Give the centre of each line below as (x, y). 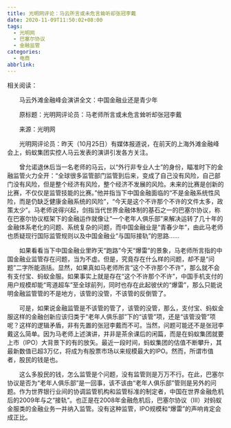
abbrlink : (21, 65)
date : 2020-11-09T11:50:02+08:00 (55, 20)
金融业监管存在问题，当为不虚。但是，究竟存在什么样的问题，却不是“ (111, 259)
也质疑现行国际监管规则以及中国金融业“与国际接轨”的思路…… (93, 235)
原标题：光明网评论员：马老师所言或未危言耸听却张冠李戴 (100, 114)
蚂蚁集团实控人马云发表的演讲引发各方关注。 (88, 152)
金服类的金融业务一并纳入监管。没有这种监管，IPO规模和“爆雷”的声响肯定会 (114, 408)
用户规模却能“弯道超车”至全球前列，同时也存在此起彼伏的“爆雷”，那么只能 (112, 285)
